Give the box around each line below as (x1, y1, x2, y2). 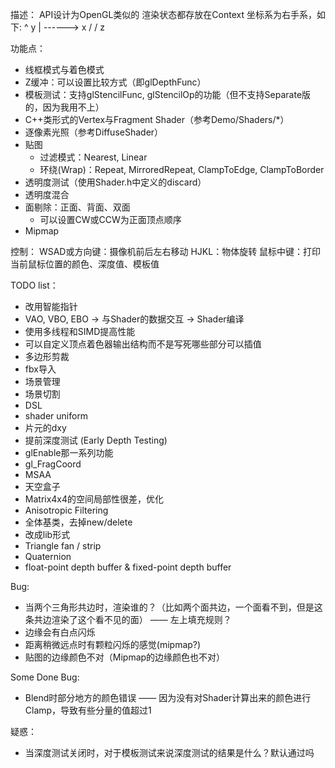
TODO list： (10, 279, 59, 291)
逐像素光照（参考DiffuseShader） (24, 126, 164, 138)
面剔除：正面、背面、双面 (24, 201, 131, 213)
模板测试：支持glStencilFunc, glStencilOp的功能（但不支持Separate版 (24, 89, 312, 100)
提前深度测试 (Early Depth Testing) (24, 434, 168, 446)
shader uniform (24, 410, 89, 422)
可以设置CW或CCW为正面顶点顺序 (39, 214, 182, 225)
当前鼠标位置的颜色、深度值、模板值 (10, 258, 160, 270)
